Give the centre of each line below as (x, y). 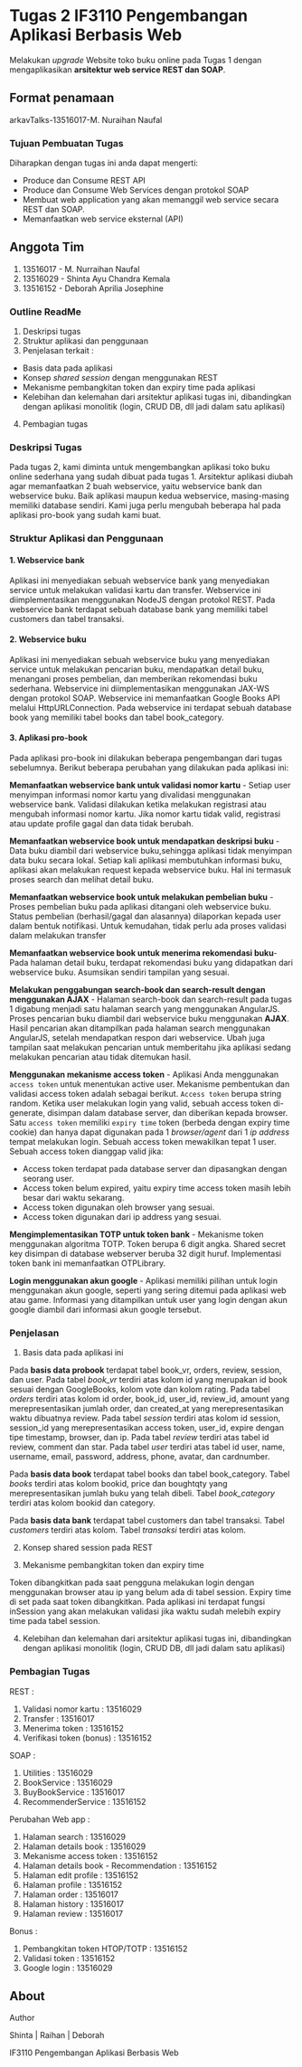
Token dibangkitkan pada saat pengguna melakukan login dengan (132, 1582)
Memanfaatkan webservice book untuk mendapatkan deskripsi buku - (145, 841)
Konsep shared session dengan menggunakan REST (120, 378)
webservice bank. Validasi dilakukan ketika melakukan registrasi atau (138, 804)
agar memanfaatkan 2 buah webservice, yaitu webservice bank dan (136, 486)
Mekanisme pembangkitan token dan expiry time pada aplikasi (139, 387)
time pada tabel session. (55, 1621)
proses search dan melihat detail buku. (82, 879)
